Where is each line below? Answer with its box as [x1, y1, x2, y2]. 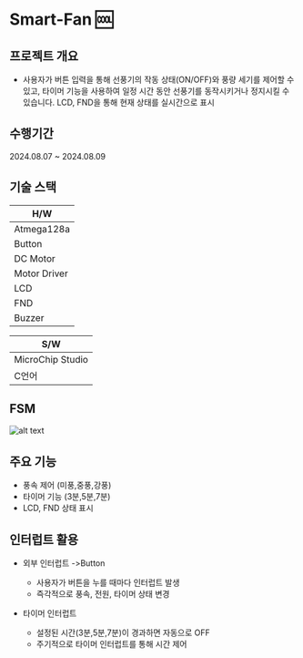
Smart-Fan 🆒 [9, 9, 114, 30]
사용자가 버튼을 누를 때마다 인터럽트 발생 [35, 577, 180, 588]
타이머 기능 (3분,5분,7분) [22, 491, 111, 502]
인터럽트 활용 [9, 531, 79, 547]
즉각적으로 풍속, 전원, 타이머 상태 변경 [35, 589, 170, 600]
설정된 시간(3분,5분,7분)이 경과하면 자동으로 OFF [35, 627, 211, 638]
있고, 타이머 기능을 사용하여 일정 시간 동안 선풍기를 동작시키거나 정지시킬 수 [22, 86, 290, 96]
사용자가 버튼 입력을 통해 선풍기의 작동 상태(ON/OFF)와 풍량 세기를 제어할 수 [22, 74, 295, 85]
